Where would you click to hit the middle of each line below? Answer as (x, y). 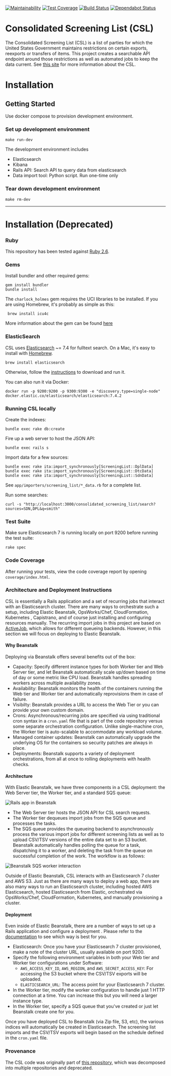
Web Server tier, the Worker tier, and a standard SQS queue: (68, 793)
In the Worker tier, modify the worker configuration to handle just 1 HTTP (89, 990)
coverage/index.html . (28, 577)
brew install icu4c (28, 314)
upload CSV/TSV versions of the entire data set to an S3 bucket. (80, 840)
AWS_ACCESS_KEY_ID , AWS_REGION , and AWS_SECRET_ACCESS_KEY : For (87, 968)
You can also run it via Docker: (37, 382)
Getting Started (30, 104)
